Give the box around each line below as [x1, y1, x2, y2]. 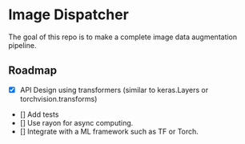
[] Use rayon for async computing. [19, 118, 134, 127]
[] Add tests [19, 110, 59, 119]
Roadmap [8, 64, 58, 78]
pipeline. [8, 40, 37, 50]
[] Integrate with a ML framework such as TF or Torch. [19, 126, 199, 136]
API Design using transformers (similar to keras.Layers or [19, 85, 209, 94]
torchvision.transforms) [19, 94, 98, 103]
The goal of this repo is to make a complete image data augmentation [8, 32, 238, 42]
